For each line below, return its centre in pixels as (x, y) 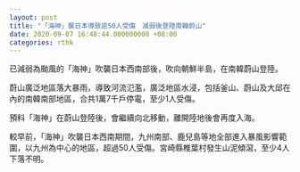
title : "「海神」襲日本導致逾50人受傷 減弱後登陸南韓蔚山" (108, 26)
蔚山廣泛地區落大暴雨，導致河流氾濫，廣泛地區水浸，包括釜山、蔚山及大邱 (146, 88)
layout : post (33, 17)
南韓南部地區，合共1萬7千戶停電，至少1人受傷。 (112, 99)
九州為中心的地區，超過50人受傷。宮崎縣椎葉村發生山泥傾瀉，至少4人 (161, 148)
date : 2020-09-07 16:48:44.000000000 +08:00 (93, 34)
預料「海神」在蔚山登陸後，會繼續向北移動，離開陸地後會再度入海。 (134, 118)
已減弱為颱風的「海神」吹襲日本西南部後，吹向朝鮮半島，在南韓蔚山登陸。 (146, 69)
